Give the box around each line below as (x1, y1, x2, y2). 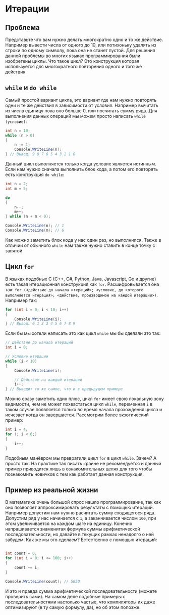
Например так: (5, 297, 37, 303)
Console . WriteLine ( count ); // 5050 (5, 579, 80, 584)
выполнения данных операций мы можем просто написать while (5, 113, 146, 119)
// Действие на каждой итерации (14, 377, 82, 382)
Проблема (5, 23, 40, 32)
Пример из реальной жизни (5, 486, 98, 494)
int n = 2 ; (5, 182, 28, 187)
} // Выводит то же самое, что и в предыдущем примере (5, 386, 123, 392)
